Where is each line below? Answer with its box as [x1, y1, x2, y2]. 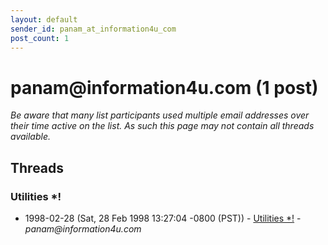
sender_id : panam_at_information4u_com [10, 24, 177, 34]
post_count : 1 [10, 33, 70, 43]
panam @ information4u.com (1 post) [10, 76, 319, 99]
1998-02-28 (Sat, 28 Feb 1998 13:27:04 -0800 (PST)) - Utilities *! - [24, 212, 302, 224]
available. [10, 131, 52, 143]
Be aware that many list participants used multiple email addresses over [10, 109, 310, 121]
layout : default [10, 14, 78, 25]
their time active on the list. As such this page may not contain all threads [10, 120, 315, 132]
